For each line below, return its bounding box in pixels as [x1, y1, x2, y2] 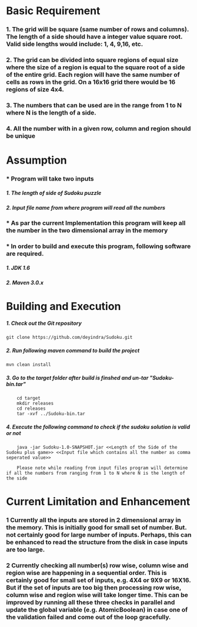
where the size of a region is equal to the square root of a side [6, 63, 185, 71]
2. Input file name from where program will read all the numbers [6, 204, 166, 211]
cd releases [16, 406, 46, 412]
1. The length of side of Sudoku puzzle [6, 189, 102, 196]
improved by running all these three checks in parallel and [6, 598, 175, 606]
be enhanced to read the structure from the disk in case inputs [6, 538, 188, 547]
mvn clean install [6, 362, 51, 368]
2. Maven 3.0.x [6, 279, 44, 286]
